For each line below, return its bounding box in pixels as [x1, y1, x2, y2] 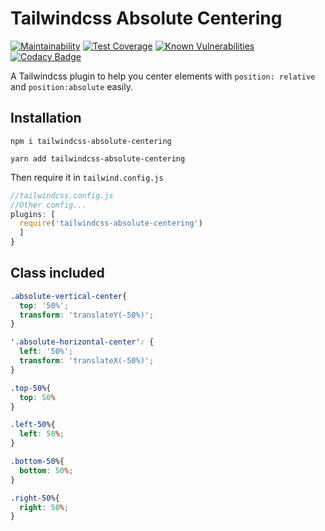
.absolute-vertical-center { [10, 291, 128, 301]
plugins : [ [10, 209, 56, 219]
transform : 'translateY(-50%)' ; [19, 310, 155, 320]
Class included [10, 265, 105, 282]
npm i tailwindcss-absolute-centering [10, 136, 172, 146]
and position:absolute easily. [10, 80, 133, 92]
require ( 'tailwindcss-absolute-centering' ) [19, 218, 203, 229]
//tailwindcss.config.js [10, 190, 114, 201]
